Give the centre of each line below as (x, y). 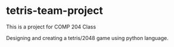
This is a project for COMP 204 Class (51, 27)
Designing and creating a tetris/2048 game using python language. (87, 38)
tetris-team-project (55, 11)
